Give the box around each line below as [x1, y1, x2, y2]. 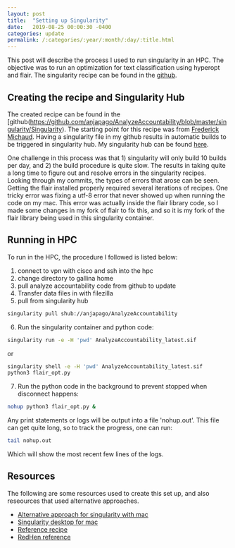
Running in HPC [7, 234, 77, 246]
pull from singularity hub [17, 296, 89, 305]
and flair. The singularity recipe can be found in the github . [7, 71, 177, 80]
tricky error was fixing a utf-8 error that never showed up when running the [7, 191, 225, 200]
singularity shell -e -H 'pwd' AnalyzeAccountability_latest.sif [7, 363, 203, 370]
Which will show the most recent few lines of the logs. [7, 450, 164, 458]
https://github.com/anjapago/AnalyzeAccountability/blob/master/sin [30, 117, 227, 126]
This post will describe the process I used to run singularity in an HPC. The [7, 56, 224, 64]
